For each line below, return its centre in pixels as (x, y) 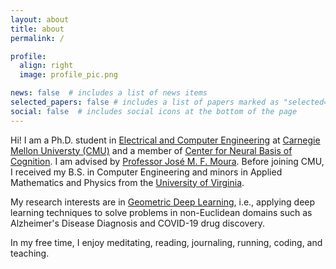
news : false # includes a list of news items (109, 93)
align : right (46, 66)
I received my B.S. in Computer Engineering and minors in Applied (146, 172)
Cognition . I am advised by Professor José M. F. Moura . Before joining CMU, (167, 161)
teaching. (30, 253)
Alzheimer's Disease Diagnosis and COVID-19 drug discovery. (138, 223)
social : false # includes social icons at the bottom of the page (154, 111)
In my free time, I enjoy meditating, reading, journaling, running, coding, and (166, 242)
